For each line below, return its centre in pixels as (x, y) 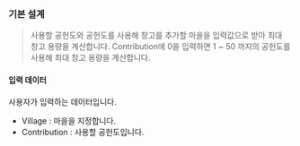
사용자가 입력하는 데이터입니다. (63, 101)
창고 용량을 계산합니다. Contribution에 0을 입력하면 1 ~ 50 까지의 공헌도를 (160, 47)
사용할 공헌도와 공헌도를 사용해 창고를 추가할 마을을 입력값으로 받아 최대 (156, 35)
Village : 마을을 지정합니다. (69, 120)
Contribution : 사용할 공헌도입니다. (83, 132)
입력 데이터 (27, 80)
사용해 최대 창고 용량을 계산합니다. (90, 58)
